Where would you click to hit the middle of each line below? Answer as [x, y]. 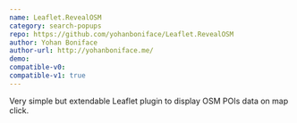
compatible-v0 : [38, 68]
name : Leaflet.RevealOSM [55, 17]
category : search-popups [55, 26]
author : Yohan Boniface [54, 42]
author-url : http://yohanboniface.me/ [81, 51]
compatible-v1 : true [48, 76]
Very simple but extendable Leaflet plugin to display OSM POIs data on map [149, 101]
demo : [19, 59]
